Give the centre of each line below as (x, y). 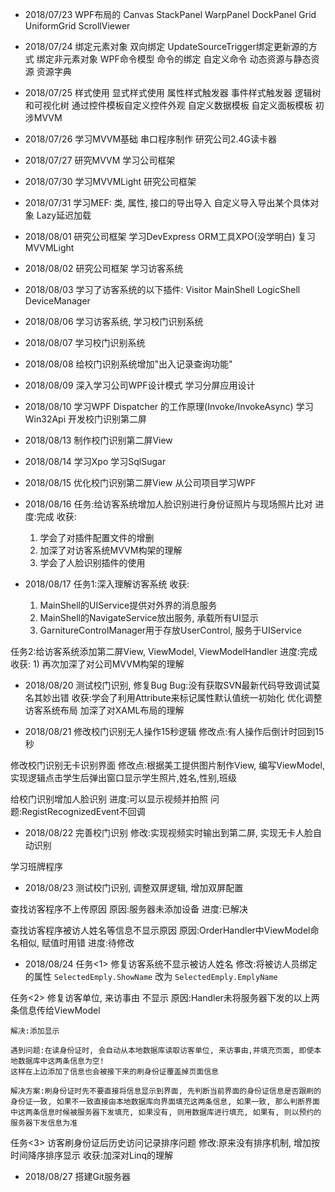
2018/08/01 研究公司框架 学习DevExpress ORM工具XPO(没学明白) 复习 (170, 236)
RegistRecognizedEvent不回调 (83, 811)
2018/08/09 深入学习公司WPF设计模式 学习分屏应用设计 (140, 385)
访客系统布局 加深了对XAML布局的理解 (104, 710)
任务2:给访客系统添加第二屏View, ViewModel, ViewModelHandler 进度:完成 (164, 651)
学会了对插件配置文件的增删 (97, 537)
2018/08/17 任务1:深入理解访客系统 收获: (107, 584)
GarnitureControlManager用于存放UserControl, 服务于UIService (170, 630)
